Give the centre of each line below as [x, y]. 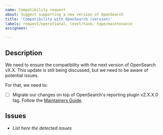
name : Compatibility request [35, 10]
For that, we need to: [26, 85]
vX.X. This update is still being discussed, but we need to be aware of [77, 70]
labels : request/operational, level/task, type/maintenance [69, 24]
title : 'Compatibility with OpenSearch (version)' [59, 19]
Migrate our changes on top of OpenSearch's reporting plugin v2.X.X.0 [85, 95]
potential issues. [22, 75]
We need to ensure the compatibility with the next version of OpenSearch [81, 65]
